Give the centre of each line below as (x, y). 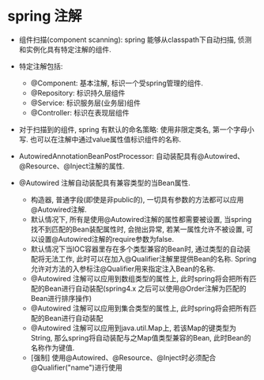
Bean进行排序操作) (61, 298)
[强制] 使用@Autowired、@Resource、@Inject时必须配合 (123, 357)
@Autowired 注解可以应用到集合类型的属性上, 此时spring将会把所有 (140, 308)
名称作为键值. (53, 348)
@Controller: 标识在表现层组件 (80, 112)
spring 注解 (45, 16)
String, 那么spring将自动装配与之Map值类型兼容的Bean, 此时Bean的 (141, 337)
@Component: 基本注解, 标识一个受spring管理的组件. (117, 83)
